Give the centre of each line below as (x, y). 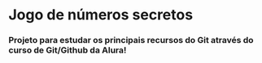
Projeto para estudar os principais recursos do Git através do (131, 40)
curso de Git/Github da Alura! (68, 50)
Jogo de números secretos (101, 15)
